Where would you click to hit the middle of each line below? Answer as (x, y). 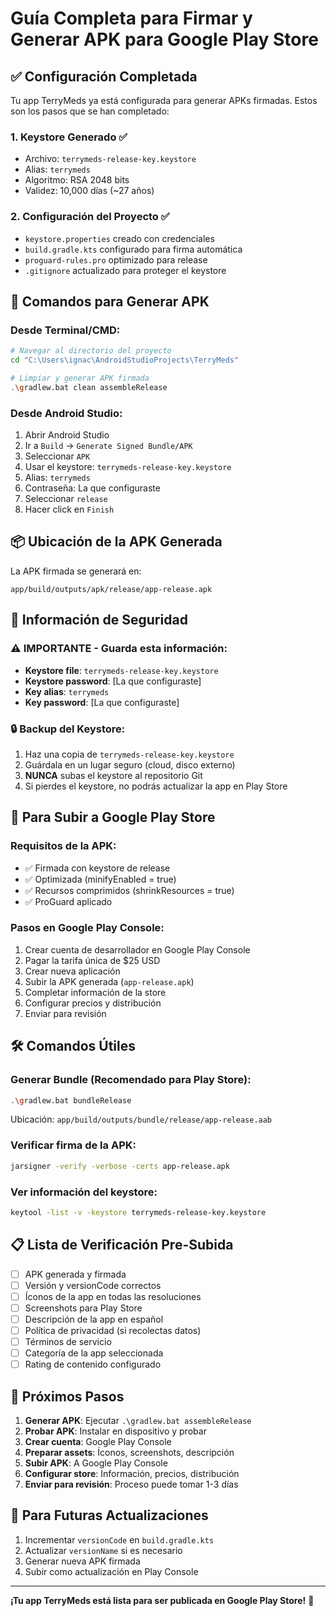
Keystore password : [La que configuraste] (113, 681)
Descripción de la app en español (94, 1319)
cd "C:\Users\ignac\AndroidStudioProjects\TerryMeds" (125, 360)
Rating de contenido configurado (93, 1364)
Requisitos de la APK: (63, 846)
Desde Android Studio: (66, 413)
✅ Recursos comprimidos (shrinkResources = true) (129, 890)
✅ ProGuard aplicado (68, 901)
